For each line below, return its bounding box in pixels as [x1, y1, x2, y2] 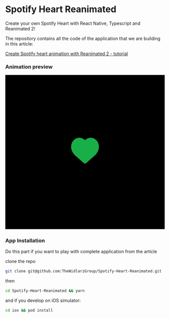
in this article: [5, 40, 34, 47]
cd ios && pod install [5, 307, 53, 313]
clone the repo [5, 258, 36, 264]
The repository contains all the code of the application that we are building [5, 35, 161, 41]
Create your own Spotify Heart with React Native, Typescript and [5, 20, 141, 26]
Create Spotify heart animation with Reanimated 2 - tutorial [5, 51, 128, 57]
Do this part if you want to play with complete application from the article [5, 248, 157, 254]
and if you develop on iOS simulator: [5, 297, 81, 303]
